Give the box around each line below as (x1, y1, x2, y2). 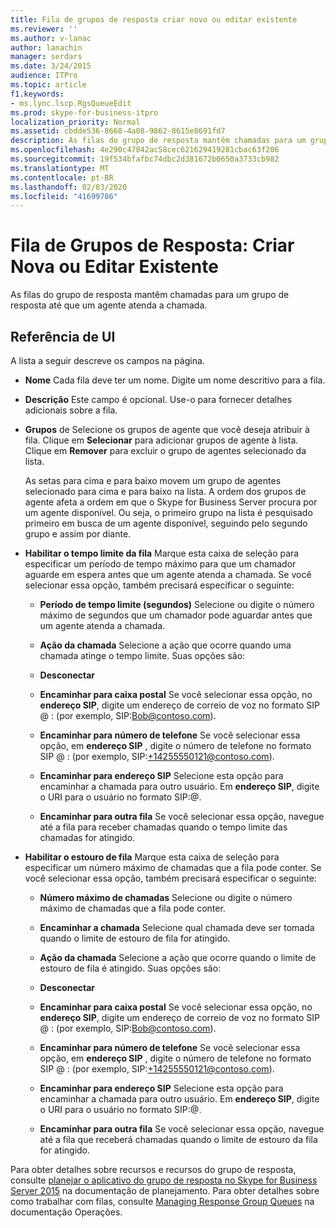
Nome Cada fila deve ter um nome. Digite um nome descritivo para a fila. (24, 374, 326, 386)
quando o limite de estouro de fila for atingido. (39, 932, 231, 944)
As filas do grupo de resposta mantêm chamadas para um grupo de (10, 289, 290, 301)
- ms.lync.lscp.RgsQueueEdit (10, 98, 132, 108)
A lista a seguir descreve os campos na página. (10, 355, 205, 366)
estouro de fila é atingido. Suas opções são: (39, 962, 222, 974)
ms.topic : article (10, 80, 87, 90)
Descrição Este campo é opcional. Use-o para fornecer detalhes (24, 394, 293, 405)
